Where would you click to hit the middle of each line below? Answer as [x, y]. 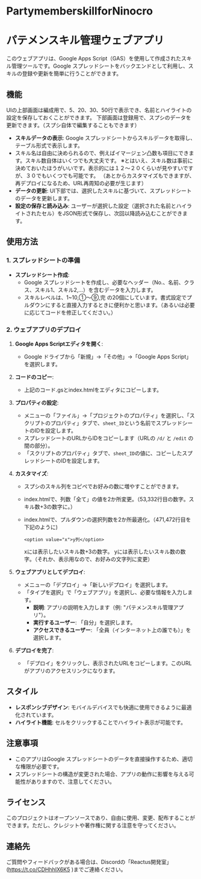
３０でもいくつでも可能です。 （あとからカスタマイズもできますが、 [110, 176]
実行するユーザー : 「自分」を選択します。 [84, 622]
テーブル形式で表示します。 [49, 145]
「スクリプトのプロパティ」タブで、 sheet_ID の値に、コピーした [103, 453]
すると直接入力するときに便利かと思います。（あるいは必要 [123, 305]
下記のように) [41, 527]
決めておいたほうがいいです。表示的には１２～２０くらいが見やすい [99, 168]
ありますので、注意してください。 [73, 781]
